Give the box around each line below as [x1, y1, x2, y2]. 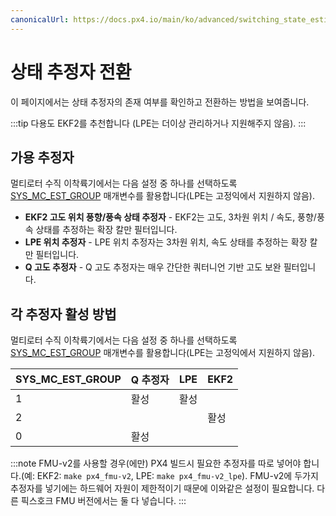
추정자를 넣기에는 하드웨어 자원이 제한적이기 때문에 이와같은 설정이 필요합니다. [10, 482, 315, 495]
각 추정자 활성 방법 [10, 306, 117, 323]
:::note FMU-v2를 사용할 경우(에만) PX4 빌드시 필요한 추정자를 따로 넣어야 [10, 457, 302, 470]
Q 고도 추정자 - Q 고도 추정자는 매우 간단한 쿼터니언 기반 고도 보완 [24, 261, 282, 273]
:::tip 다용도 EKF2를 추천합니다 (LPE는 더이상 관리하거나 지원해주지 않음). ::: [10, 117, 307, 129]
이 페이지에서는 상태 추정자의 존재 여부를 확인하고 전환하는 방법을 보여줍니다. [10, 96, 310, 108]
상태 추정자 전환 [10, 61, 132, 83]
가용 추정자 [10, 149, 75, 166]
